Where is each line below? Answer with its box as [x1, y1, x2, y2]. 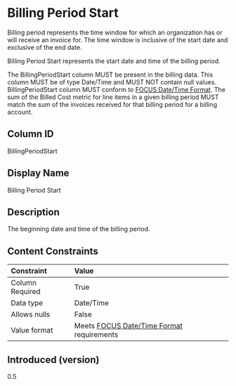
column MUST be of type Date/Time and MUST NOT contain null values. [7, 77, 216, 86]
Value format [11, 326, 53, 335]
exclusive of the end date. [7, 43, 82, 51]
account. [7, 108, 33, 116]
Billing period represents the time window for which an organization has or [7, 28, 223, 37]
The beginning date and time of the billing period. [7, 225, 150, 233]
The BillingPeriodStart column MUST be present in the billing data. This [7, 70, 214, 79]
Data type [11, 298, 44, 308]
